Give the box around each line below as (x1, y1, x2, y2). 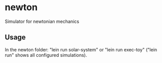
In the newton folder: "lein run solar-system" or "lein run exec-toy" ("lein (5, 46, 157, 52)
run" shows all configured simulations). (5, 52, 87, 58)
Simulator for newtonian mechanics (5, 18, 80, 24)
